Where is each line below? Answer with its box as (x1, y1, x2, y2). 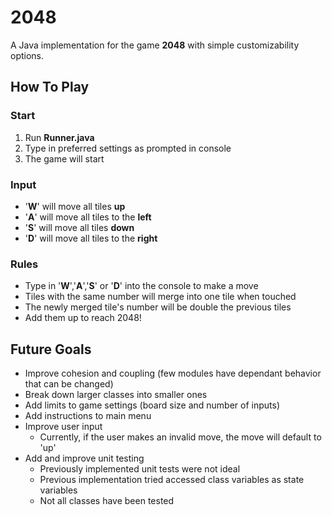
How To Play (10, 79, 90, 96)
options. (10, 49, 45, 61)
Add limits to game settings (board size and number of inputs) (24, 399, 281, 411)
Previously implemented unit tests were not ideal (39, 463, 241, 475)
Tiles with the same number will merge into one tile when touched (24, 291, 297, 303)
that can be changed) (24, 378, 114, 390)
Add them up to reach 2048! (24, 312, 142, 324)
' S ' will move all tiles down (24, 221, 135, 233)
